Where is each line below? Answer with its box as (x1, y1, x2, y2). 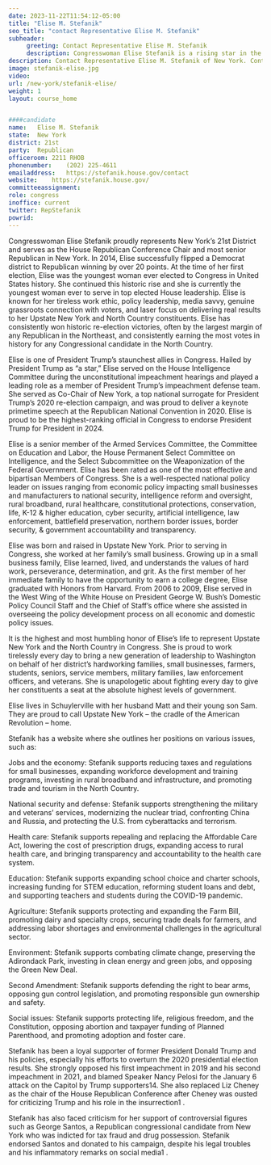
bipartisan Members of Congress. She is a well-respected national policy (8, 473, 251, 483)
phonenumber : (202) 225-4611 (8, 161, 117, 170)
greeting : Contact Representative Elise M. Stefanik (26, 42, 207, 50)
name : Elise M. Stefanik (8, 124, 99, 132)
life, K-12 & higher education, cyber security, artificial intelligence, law (8, 507, 240, 517)
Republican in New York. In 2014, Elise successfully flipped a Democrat (8, 253, 244, 263)
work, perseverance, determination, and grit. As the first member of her (8, 566, 246, 576)
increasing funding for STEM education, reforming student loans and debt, (8, 881, 256, 891)
